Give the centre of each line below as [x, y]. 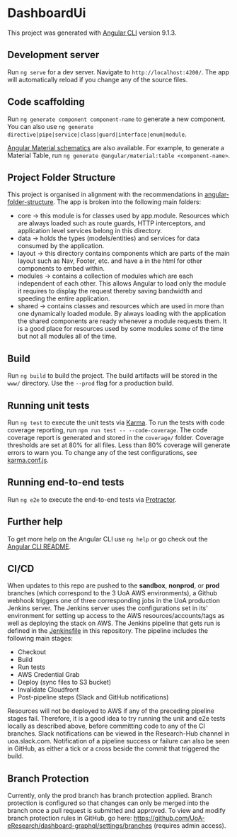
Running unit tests [48, 405]
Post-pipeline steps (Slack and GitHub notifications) [93, 697]
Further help [35, 522]
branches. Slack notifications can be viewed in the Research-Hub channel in [118, 734]
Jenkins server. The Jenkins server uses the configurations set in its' [108, 608]
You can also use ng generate [51, 126]
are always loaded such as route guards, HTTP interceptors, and [111, 223]
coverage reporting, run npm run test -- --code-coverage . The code [108, 430]
